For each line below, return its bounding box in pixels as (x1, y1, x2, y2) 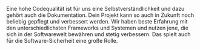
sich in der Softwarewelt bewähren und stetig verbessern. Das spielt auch (6, 31, 191, 38)
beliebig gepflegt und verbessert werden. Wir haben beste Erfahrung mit (6, 18, 188, 25)
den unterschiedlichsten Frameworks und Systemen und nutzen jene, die (6, 24, 189, 31)
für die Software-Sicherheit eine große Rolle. (6, 37, 118, 44)
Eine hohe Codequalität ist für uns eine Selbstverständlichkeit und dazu (6, 5, 185, 12)
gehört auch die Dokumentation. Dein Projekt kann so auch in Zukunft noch (6, 11, 195, 19)
